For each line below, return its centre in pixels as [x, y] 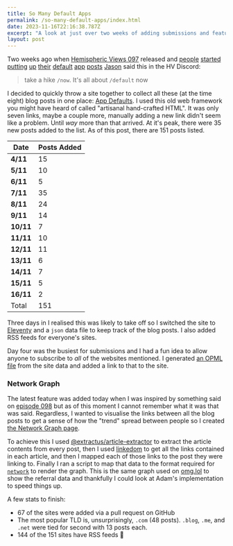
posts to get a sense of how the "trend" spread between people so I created [116, 421]
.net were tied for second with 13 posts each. [82, 527]
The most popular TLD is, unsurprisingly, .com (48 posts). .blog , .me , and [121, 520]
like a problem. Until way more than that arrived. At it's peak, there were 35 [114, 123]
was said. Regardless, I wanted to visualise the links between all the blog [111, 413]
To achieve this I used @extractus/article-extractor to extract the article [109, 442]
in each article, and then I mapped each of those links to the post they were [115, 457]
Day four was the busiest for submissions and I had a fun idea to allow [107, 351]
